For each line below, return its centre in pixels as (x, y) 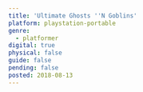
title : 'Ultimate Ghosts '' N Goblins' (73, 16)
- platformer (37, 38)
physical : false (35, 53)
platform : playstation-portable (62, 23)
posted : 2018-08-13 (41, 75)
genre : (19, 30)
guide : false (30, 61)
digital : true (32, 46)
